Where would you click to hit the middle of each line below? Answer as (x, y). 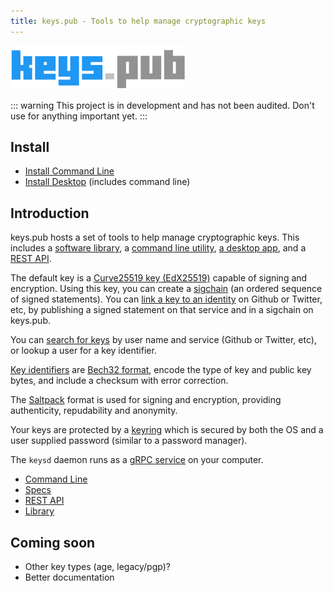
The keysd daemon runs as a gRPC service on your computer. (137, 460)
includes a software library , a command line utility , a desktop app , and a (158, 248)
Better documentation (69, 577)
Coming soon (53, 542)
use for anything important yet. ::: (79, 116)
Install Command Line (69, 171)
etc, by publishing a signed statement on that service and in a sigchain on (162, 310)
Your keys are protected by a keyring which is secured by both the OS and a (167, 430)
